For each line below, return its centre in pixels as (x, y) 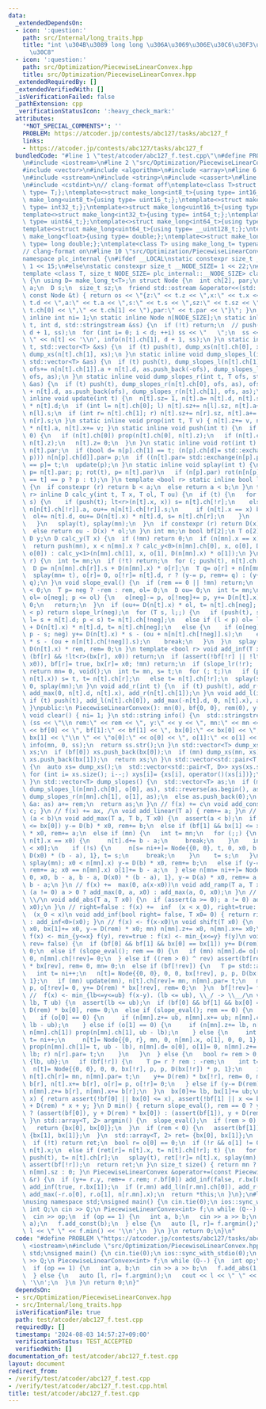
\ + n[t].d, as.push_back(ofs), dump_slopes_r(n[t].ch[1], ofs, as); (140, 391)
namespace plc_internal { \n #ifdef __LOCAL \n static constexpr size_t (138, 258)
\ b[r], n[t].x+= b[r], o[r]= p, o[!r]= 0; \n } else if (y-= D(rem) (141, 1084)
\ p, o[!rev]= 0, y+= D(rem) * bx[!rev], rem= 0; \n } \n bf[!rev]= (138, 988)
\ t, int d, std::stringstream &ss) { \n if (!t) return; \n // (131, 325)
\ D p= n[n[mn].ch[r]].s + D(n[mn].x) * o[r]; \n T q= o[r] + (129, 568)
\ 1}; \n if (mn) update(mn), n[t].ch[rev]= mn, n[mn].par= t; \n (134, 981)
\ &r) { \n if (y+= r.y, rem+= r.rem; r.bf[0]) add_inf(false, (129, 1180)
